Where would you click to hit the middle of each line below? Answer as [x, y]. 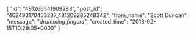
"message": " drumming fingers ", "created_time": [67, 22]
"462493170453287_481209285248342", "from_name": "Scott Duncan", [97, 15]
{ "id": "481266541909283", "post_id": [54, 9]
